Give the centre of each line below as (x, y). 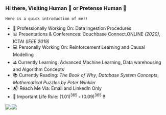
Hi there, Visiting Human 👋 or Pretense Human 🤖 (66, 8)
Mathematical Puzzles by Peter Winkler (54, 83)
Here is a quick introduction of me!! (46, 19)
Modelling (23, 55)
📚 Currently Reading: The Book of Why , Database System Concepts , (86, 75)
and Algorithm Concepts (38, 69)
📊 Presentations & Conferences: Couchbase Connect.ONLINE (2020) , (87, 34)
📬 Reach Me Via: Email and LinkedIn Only (57, 88)
